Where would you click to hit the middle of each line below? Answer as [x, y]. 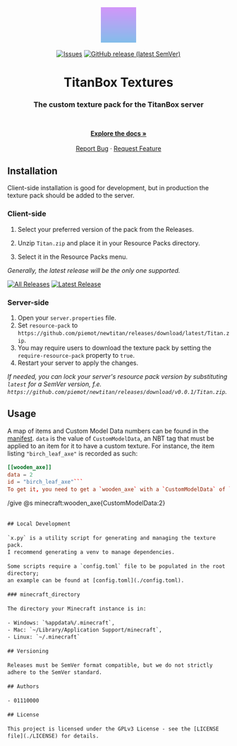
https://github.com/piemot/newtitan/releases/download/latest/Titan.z [123, 333]
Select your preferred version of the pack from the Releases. [105, 229]
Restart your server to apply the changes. [78, 363]
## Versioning [28, 651]
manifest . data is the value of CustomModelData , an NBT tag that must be [111, 438]
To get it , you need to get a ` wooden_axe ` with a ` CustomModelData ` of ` [120, 490]
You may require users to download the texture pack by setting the [114, 348]
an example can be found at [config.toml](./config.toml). [96, 581]
